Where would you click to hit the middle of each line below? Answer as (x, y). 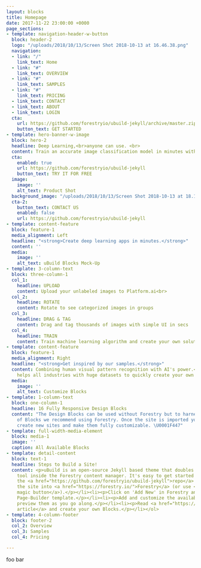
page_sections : (25, 29)
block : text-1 (29, 459)
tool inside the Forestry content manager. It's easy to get (95, 475)
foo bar (15, 559)
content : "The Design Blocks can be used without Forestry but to (96, 414)
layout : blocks (25, 12)
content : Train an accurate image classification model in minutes (98, 151)
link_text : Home (37, 62)
